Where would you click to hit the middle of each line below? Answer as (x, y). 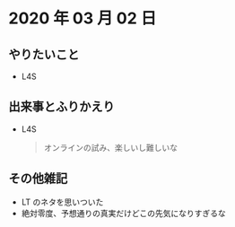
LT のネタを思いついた (62, 202)
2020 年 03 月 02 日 (83, 18)
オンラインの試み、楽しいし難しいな (111, 147)
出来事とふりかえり (61, 107)
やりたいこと (44, 54)
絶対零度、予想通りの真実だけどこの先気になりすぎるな (123, 213)
